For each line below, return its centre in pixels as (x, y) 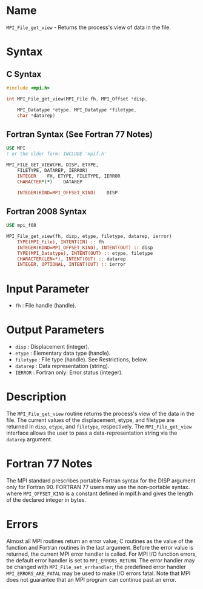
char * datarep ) (36, 116)
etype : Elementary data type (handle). (63, 353)
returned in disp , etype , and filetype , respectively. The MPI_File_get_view (99, 427)
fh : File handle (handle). (46, 306)
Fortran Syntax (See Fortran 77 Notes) (80, 134)
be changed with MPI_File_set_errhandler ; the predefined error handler (96, 567)
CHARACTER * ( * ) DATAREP (50, 182)
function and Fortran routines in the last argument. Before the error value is (100, 548)
